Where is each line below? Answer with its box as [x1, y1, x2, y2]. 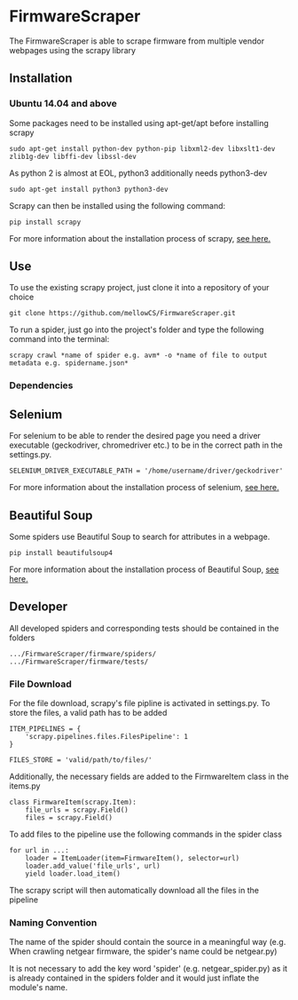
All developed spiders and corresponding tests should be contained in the [9, 623, 279, 633]
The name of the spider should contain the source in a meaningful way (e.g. [9, 937, 286, 948]
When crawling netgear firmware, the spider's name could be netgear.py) [9, 946, 278, 956]
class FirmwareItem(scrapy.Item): [9, 798, 137, 807]
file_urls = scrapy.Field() [25, 806, 129, 814]
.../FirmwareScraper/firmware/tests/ [9, 657, 149, 666]
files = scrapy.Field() [25, 813, 114, 822]
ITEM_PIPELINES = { [9, 725, 82, 734]
